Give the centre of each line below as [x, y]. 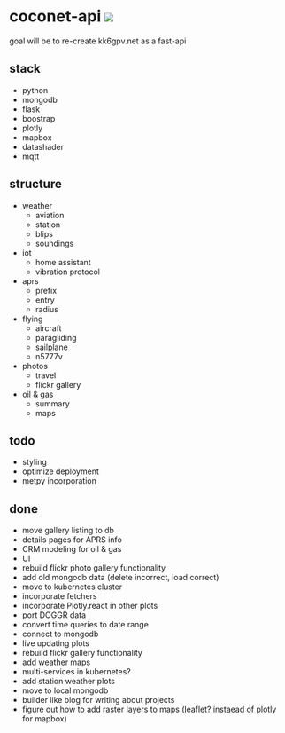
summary [53, 403]
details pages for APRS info [72, 540]
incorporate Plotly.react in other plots [90, 606]
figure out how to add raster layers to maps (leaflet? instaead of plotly [149, 709]
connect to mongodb [60, 634]
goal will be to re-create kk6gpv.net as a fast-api [98, 41]
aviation [50, 215]
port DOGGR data [54, 615]
